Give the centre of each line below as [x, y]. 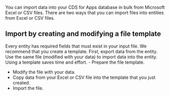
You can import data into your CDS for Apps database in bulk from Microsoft [85, 7]
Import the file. [28, 88]
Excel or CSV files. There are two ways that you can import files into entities [84, 13]
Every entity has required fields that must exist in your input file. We [76, 46]
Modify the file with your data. [44, 72]
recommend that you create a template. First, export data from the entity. [81, 51]
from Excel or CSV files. [30, 18]
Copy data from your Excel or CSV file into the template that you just [84, 77]
